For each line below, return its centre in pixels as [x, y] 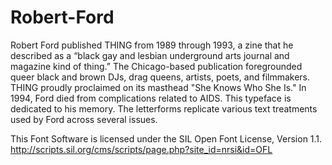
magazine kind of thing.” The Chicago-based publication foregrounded [156, 66]
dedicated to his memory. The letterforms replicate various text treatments [164, 108]
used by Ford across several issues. [84, 119]
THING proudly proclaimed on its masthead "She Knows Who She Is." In [158, 87]
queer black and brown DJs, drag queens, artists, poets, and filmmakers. [160, 77]
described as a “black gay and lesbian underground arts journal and [150, 55]
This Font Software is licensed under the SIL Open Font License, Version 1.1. [166, 138]
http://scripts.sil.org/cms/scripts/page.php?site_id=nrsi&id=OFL [141, 149]
